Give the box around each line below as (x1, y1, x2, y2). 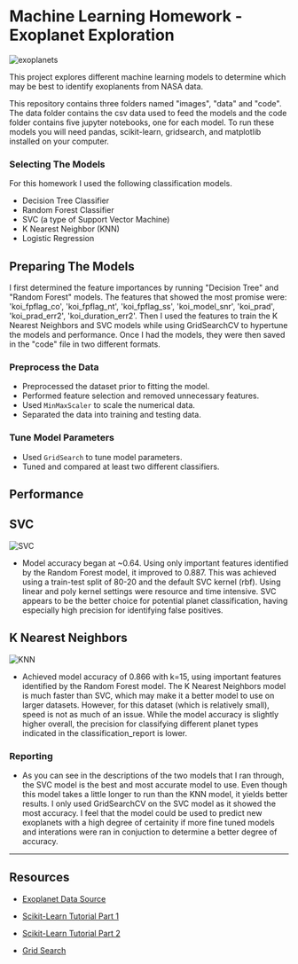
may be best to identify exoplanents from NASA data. (9, 81, 204, 91)
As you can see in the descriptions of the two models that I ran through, (21, 770, 285, 780)
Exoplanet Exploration (9, 25, 175, 45)
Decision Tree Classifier (21, 195, 110, 206)
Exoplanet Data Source (21, 893, 106, 904)
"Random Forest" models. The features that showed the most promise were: (9, 292, 287, 302)
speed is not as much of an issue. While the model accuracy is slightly (21, 709, 279, 719)
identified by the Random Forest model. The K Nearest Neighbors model (21, 680, 286, 691)
